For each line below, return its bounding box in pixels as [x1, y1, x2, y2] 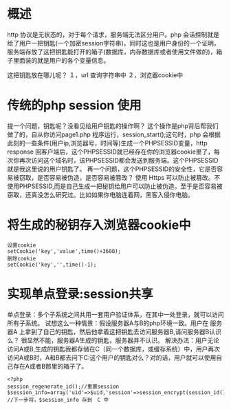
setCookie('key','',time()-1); [7, 261, 97, 268]
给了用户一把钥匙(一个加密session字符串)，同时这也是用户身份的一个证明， [7, 39, 220, 47]
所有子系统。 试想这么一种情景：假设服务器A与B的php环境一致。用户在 [7, 318, 209, 327]
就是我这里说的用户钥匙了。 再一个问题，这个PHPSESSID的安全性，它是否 [7, 165, 217, 173]
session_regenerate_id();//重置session [7, 383, 120, 390]
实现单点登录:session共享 [7, 287, 153, 302]
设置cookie [7, 242, 36, 249]
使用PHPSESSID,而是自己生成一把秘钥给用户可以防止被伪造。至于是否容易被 [7, 182, 223, 190]
